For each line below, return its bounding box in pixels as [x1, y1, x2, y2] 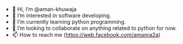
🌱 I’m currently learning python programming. [12, 18, 126, 25]
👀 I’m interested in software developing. [12, 12, 111, 19]
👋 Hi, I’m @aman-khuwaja [12, 6, 77, 12]
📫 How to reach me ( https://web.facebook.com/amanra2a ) [12, 32, 161, 38]
